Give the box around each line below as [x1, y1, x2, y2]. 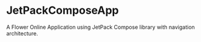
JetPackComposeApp [6, 4, 120, 17]
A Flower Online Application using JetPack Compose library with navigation [6, 23, 196, 31]
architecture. [6, 29, 38, 37]
